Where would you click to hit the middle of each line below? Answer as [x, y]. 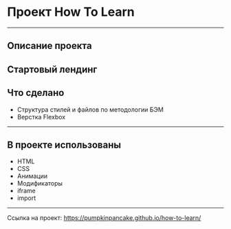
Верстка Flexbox [41, 117]
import [26, 198]
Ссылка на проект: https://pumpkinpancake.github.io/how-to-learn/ [104, 218]
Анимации [32, 176]
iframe [26, 191]
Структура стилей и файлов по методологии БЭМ [90, 109]
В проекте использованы [64, 145]
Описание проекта [49, 46]
